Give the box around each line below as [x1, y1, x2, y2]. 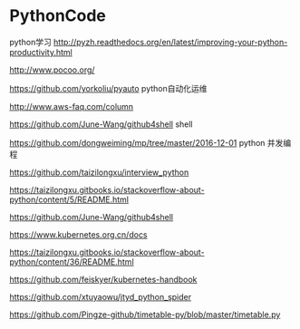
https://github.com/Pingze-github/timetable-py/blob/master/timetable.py [9, 309, 281, 320]
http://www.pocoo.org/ [9, 64, 95, 75]
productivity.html [9, 46, 73, 57]
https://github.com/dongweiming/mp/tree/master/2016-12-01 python [9, 137, 266, 148]
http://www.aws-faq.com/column [9, 101, 134, 111]
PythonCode [9, 5, 107, 26]
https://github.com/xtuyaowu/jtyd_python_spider [9, 291, 192, 302]
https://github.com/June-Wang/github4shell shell [9, 119, 193, 130]
